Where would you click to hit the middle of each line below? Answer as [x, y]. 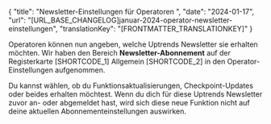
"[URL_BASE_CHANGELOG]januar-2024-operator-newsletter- [130, 20]
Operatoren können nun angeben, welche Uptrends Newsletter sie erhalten [133, 44]
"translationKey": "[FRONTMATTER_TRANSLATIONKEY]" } [156, 29]
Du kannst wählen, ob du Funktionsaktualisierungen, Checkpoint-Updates [131, 85]
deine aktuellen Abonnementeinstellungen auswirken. [98, 111]
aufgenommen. [80, 70]
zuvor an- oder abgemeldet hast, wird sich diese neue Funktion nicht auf [129, 103]
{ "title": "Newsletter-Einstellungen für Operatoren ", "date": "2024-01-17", [131, 12]
